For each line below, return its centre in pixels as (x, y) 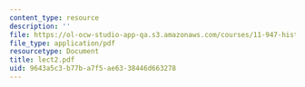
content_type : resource (54, 18)
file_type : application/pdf (63, 43)
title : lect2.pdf (42, 60)
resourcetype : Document (54, 52)
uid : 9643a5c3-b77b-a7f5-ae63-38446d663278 (93, 69)
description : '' (40, 26)
